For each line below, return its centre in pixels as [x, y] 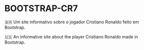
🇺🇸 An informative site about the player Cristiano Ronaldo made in [72, 36]
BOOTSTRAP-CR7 [41, 8]
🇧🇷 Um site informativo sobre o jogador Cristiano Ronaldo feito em [72, 22]
